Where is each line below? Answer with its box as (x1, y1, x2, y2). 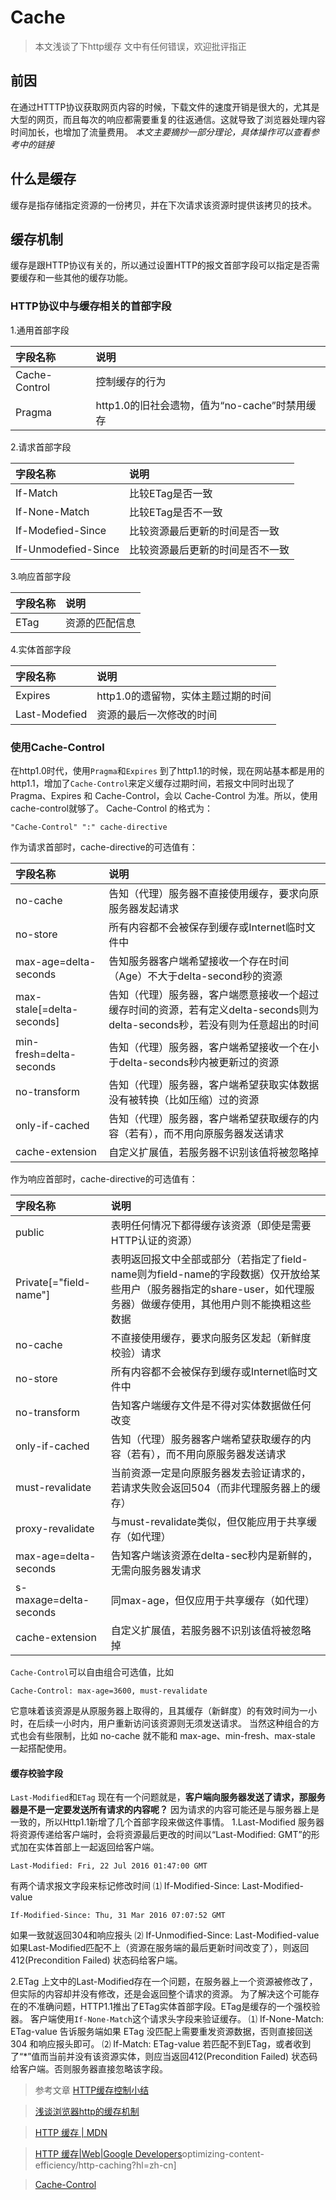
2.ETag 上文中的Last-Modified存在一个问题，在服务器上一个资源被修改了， (10, 1976, 318, 1988)
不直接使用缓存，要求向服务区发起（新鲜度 (110, 1331, 312, 1345)
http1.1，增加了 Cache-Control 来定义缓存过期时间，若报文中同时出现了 (10, 777, 295, 789)
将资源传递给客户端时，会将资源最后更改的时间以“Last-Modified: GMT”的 (10, 1829, 312, 1841)
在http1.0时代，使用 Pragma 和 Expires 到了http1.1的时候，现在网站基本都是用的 (10, 764, 325, 776)
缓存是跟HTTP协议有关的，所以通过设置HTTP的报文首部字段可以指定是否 (10, 259, 312, 271)
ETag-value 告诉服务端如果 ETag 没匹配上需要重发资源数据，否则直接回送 (10, 2026, 313, 2038)
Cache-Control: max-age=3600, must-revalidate (10, 1686, 208, 1696)
